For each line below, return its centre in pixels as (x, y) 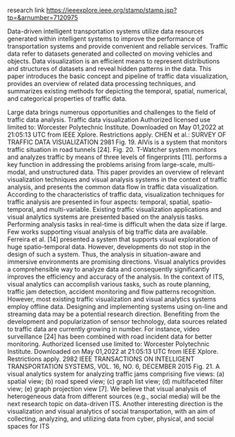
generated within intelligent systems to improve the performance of (105, 39)
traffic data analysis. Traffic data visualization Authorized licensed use (109, 120)
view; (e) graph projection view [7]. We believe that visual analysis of (107, 389)
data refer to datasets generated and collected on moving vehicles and (110, 53)
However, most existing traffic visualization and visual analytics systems (112, 299)
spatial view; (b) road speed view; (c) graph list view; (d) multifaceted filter (115, 381)
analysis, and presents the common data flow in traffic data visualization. (113, 187)
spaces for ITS (28, 426)
